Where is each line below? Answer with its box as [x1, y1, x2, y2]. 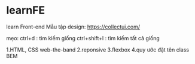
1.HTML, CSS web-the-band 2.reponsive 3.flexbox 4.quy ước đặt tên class [6, 46, 190, 53]
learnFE [6, 4, 45, 17]
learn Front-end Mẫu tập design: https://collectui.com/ [6, 23, 141, 30]
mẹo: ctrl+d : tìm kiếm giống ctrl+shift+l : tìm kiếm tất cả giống [6, 34, 160, 41]
